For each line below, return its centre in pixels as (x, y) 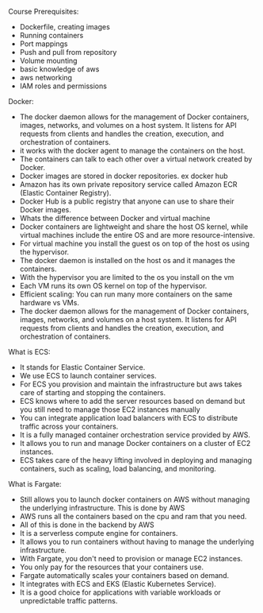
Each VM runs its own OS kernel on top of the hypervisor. (113, 286)
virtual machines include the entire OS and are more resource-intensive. (137, 235)
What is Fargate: (35, 484)
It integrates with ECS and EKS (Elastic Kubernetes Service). (118, 584)
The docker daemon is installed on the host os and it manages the (127, 260)
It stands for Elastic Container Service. (82, 367)
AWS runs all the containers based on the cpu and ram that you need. (133, 516)
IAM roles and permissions (63, 86)
